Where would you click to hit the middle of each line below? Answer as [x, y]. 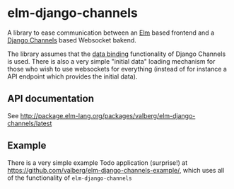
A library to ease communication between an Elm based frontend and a [111, 33]
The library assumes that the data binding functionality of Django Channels [117, 54]
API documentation [51, 99]
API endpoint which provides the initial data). [72, 76]
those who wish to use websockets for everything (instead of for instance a [117, 69]
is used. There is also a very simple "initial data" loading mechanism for [111, 61]
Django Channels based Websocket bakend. [72, 40]
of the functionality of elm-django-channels [70, 178]
